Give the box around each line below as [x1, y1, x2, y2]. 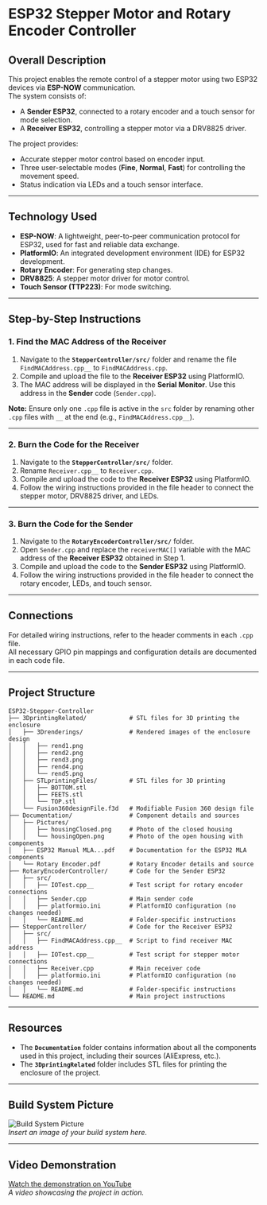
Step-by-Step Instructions [8, 312, 141, 326]
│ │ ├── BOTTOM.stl [8, 784, 87, 792]
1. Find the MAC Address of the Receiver [8, 336, 167, 347]
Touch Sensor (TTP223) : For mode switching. [19, 281, 172, 291]
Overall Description [8, 53, 106, 67]
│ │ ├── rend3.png [8, 756, 83, 764]
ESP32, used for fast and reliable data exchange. [19, 239, 180, 249]
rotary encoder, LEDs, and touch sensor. [19, 579, 153, 588]
